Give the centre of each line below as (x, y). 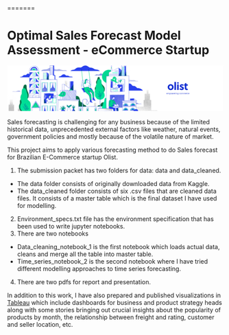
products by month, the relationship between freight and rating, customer (111, 317)
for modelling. (37, 205)
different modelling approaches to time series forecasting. (99, 268)
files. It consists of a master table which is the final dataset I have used (117, 198)
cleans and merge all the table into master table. (85, 254)
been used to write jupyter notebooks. (71, 226)
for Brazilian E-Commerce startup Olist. (63, 157)
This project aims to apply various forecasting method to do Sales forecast (112, 150)
